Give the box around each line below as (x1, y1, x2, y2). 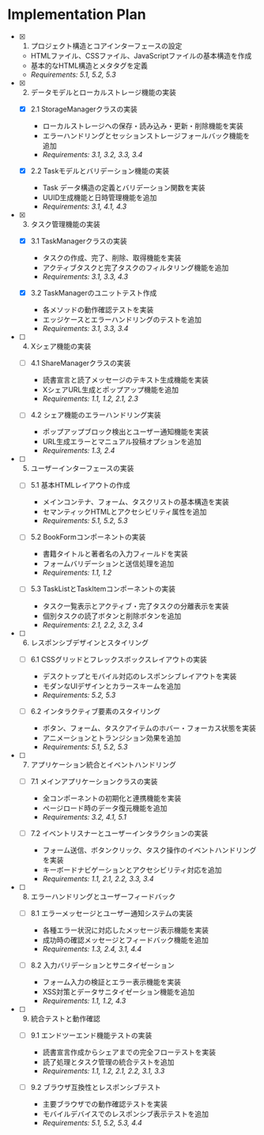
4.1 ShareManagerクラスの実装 (30, 358, 131, 368)
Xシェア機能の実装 (30, 341, 92, 351)
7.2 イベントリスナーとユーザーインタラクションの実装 (30, 828, 209, 838)
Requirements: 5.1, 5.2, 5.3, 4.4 (42, 1118, 143, 1127)
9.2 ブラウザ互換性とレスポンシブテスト (30, 1082, 161, 1092)
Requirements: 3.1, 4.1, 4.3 (42, 202, 127, 211)
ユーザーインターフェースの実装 (30, 464, 134, 473)
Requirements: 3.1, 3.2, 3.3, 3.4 (42, 150, 143, 159)
